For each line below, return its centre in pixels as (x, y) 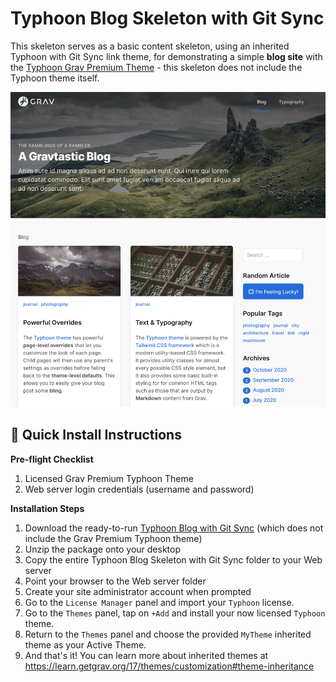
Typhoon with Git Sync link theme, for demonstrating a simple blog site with (166, 56)
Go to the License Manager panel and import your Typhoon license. (159, 602)
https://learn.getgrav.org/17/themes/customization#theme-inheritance (169, 666)
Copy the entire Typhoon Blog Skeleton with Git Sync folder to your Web (173, 559)
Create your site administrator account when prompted (138, 591)
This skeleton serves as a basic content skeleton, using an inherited (150, 46)
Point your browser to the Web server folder (115, 581)
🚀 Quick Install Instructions (96, 435)
